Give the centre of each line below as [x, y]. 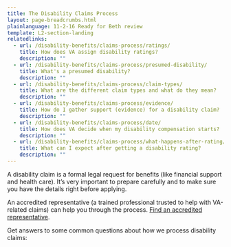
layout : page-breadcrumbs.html [52, 20]
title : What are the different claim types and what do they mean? [118, 90]
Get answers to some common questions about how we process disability [112, 230]
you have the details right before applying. [67, 189]
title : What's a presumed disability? [75, 71]
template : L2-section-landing [51, 33]
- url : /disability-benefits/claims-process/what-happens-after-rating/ [120, 142]
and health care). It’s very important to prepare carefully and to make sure [112, 181]
